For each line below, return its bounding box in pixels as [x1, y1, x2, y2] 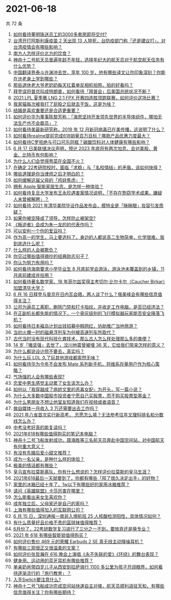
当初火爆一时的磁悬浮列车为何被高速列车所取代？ [13, 329, 116, 335]
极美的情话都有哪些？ [13, 462, 58, 468]
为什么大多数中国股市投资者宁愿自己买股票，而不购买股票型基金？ [13, 393, 151, 399]
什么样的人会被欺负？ [13, 246, 58, 253]
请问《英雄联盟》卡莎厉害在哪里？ [13, 487, 85, 493]
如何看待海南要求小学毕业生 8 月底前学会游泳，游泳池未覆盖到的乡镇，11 [13, 266, 164, 272]
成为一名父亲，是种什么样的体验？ [13, 456, 85, 462]
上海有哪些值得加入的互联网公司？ [13, 507, 85, 513]
